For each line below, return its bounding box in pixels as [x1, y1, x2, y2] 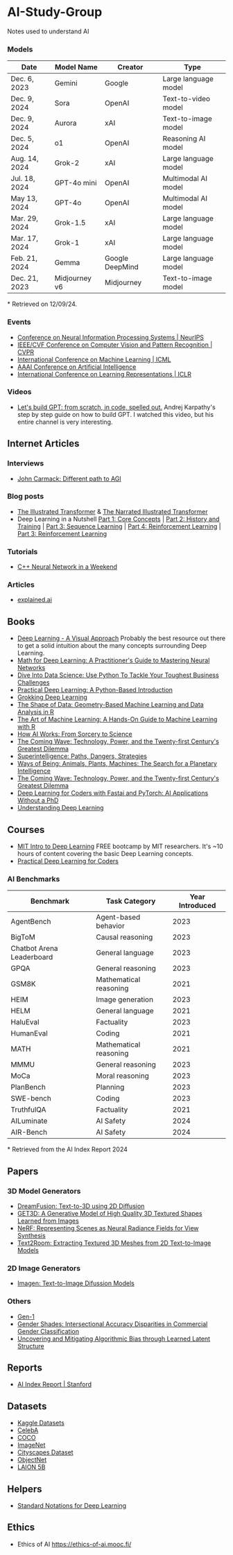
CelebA [17, 1426, 39, 1434]
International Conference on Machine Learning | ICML [17, 355, 171, 363]
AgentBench [10, 917, 51, 927]
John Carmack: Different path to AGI [17, 474, 121, 483]
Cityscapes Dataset [17, 1448, 74, 1457]
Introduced [178, 901, 216, 911]
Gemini [54, 78, 78, 88]
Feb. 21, [10, 254, 38, 264]
